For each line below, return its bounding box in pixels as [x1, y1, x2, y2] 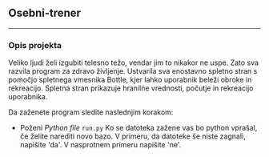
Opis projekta [8, 39, 62, 50]
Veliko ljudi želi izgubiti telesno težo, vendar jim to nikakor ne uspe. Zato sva [8, 58, 259, 67]
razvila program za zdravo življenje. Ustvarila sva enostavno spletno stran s [8, 66, 258, 76]
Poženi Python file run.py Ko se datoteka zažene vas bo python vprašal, [19, 123, 258, 133]
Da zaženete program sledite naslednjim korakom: [8, 107, 174, 117]
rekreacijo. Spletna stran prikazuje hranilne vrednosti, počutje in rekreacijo [8, 83, 254, 93]
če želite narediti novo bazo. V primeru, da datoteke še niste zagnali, [19, 131, 246, 141]
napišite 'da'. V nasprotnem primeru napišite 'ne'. [19, 140, 182, 150]
